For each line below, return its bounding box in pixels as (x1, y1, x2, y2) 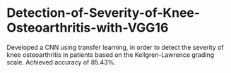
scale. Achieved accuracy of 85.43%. (6, 58, 116, 66)
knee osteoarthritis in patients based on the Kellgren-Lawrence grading (6, 51, 215, 59)
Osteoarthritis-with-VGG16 (6, 20, 169, 36)
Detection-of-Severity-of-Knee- (6, 5, 201, 21)
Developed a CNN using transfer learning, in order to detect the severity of (6, 43, 224, 51)
